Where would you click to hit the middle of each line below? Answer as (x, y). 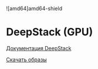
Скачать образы (26, 59)
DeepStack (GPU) (50, 32)
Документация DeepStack (39, 48)
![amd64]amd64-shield (34, 8)
